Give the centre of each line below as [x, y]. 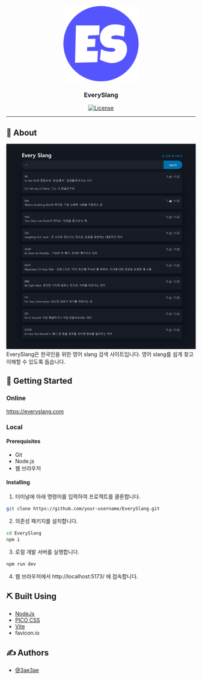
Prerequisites [23, 441]
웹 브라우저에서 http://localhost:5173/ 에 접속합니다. [76, 576]
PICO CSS [27, 620]
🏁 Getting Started [39, 381]
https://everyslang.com [35, 411]
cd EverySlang [24, 533]
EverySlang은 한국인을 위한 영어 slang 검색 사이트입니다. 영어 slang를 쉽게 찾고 [100, 354]
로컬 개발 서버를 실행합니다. [47, 552]
